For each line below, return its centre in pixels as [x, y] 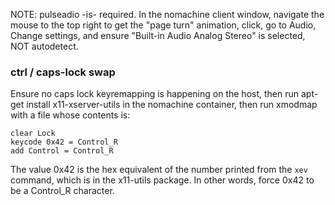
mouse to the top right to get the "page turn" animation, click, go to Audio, [163, 25]
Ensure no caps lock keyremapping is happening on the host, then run [155, 94]
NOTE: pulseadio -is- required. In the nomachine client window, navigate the [167, 14]
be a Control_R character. [62, 191]
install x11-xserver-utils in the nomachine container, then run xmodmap [172, 105]
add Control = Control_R [62, 151]
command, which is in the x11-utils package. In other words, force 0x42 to [162, 180]
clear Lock [33, 134]
